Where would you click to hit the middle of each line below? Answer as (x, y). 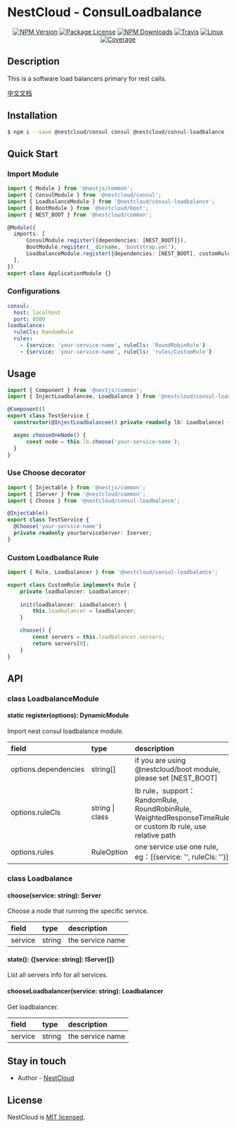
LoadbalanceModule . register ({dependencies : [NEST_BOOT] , (111, 254)
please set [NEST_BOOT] (176, 778)
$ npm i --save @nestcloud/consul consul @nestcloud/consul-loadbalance (116, 132)
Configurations (34, 291)
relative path (155, 835)
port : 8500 (29, 319)
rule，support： (169, 791)
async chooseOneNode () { (50, 435)
